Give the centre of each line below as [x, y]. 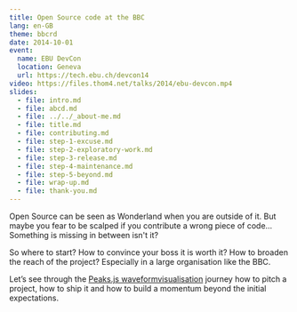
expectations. [34, 298]
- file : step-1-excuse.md [65, 141]
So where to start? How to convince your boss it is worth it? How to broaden [149, 252]
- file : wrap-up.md [53, 183]
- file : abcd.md [47, 108]
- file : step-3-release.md [67, 158]
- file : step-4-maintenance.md [75, 166]
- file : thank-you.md [57, 191]
